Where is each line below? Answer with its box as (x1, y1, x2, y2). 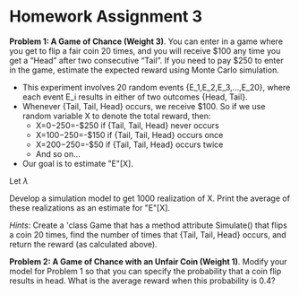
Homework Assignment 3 (9, 6, 203, 27)
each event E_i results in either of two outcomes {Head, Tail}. (21, 91, 248, 102)
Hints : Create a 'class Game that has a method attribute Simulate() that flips (9, 220, 288, 230)
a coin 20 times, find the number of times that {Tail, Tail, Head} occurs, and (9, 229, 286, 239)
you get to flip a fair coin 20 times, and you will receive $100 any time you (9, 45, 281, 56)
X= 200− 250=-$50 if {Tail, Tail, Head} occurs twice (35, 139, 224, 150)
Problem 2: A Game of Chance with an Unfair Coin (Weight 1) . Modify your (9, 256, 288, 266)
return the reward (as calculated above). (9, 239, 158, 249)
